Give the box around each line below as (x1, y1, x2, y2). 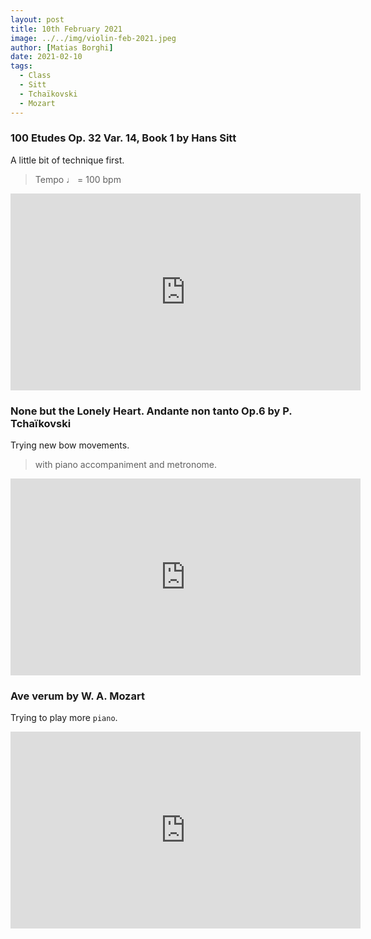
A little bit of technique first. (10, 154, 125, 166)
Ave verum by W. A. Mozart (10, 689, 145, 703)
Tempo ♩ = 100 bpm (34, 173, 122, 185)
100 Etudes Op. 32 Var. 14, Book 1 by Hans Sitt (10, 131, 237, 145)
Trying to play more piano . (10, 712, 118, 724)
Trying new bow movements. (10, 439, 130, 451)
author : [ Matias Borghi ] (10, 42, 114, 53)
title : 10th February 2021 (10, 24, 123, 34)
